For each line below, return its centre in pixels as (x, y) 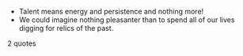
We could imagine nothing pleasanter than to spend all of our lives (127, 20)
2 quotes (22, 43)
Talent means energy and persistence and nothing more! (111, 11)
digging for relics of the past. (66, 28)
